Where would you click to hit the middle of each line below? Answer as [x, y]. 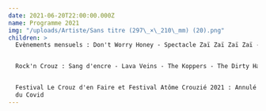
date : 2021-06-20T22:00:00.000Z [61, 15]
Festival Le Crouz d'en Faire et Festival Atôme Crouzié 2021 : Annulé [136, 88]
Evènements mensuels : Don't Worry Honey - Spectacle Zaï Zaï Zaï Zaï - [138, 45]
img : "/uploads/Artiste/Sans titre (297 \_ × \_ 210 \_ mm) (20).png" [116, 30]
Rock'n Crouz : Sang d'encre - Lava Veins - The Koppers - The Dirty [132, 67]
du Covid [30, 95]
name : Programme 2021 [44, 23]
